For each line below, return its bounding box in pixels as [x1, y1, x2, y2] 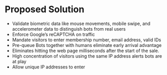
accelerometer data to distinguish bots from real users [12, 26, 126, 32]
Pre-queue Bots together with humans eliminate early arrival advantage [12, 42, 162, 48]
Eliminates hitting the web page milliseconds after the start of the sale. [12, 47, 159, 54]
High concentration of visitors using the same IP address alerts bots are [12, 53, 162, 59]
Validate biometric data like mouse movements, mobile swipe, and [12, 20, 151, 27]
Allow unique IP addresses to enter [12, 64, 85, 70]
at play [12, 58, 26, 64]
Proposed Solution [5, 4, 85, 15]
